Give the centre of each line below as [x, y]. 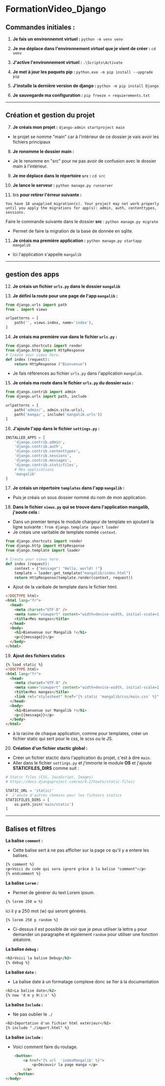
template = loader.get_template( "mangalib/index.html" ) [73, 573]
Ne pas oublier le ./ [33, 1014]
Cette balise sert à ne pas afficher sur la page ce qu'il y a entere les [81, 850]
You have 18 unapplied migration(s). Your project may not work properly [82, 204]
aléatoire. [22, 939]
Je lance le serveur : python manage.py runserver [63, 185]
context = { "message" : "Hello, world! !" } [58, 568]
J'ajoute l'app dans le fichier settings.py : [56, 428]
